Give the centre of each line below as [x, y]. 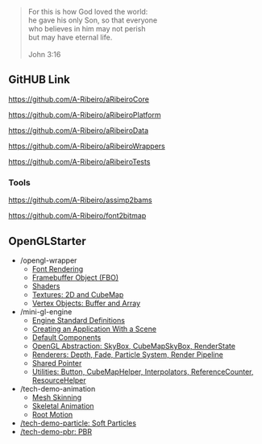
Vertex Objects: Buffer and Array [86, 303]
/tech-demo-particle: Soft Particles [78, 423]
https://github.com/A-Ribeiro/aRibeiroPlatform [85, 114]
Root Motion [52, 414]
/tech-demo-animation [58, 388]
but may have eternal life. [70, 37]
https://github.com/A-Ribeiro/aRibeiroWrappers [87, 146]
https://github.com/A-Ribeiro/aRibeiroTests [79, 161]
